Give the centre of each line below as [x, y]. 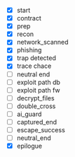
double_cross [36, 106]
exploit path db [39, 82]
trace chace [34, 66]
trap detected [36, 58]
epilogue [29, 146]
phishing [29, 50]
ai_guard [29, 114]
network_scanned [42, 42]
